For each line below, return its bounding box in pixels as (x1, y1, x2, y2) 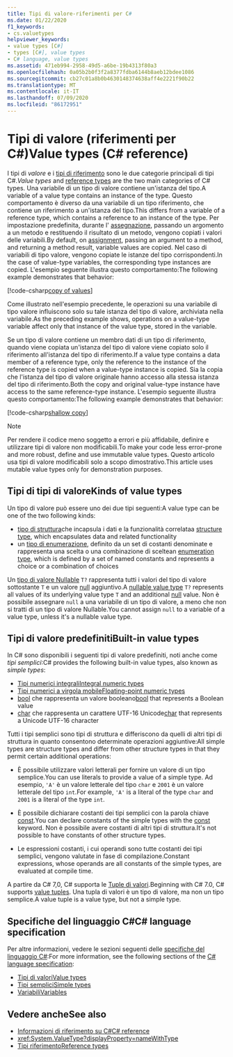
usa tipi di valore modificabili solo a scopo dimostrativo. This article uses (7, 458, 214, 466)
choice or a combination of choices (17, 562, 119, 570)
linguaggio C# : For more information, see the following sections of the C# (7, 952, 216, 961)
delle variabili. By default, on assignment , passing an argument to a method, (7, 235, 223, 244)
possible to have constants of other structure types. (17, 831, 166, 839)
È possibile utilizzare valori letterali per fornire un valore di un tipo (17, 765, 205, 774)
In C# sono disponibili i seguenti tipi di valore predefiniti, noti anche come (7, 651, 218, 659)
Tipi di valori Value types (17, 973, 87, 982)
